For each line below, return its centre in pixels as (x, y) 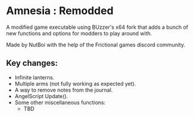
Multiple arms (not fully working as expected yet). (75, 83)
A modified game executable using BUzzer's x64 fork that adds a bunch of (97, 27)
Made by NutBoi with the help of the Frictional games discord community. (96, 45)
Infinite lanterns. (34, 77)
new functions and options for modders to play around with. (79, 33)
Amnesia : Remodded (60, 11)
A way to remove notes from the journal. (64, 90)
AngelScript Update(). (41, 96)
